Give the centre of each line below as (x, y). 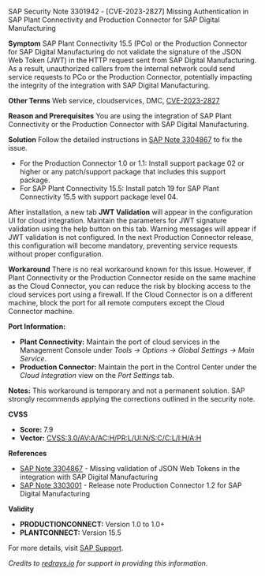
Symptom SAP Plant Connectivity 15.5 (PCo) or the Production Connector (128, 43)
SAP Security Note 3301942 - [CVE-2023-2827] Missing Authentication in (129, 11)
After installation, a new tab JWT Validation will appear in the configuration (131, 212)
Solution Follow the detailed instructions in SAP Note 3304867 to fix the (125, 140)
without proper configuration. (56, 254)
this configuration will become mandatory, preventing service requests (123, 245)
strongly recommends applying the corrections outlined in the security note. (132, 399)
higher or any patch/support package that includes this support (123, 172)
